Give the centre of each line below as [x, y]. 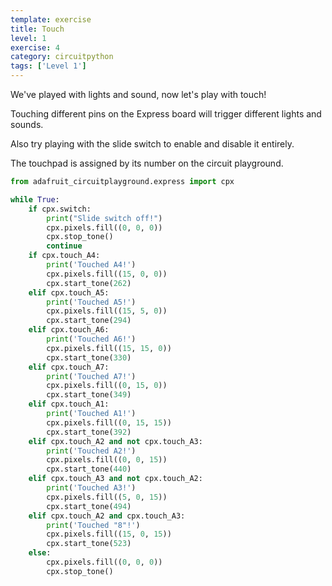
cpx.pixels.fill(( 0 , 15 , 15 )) [109, 422]
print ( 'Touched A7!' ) [91, 376]
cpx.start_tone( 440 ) [89, 469]
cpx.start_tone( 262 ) [89, 283]
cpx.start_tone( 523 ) [89, 544]
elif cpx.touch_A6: [69, 330]
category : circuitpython [62, 57]
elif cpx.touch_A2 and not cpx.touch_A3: [115, 441]
